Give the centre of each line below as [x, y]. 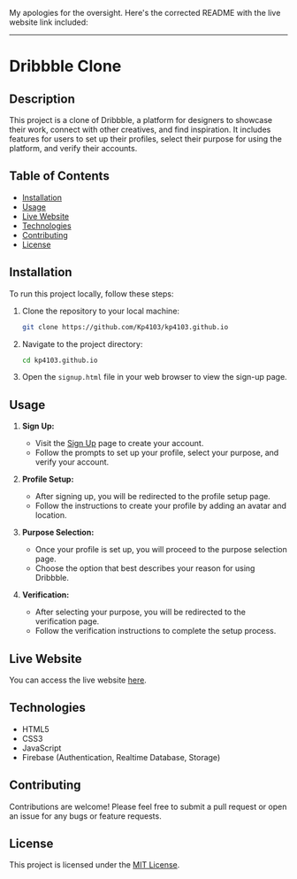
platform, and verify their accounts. [73, 148]
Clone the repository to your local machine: [100, 311]
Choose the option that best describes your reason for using [145, 568]
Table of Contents [60, 176]
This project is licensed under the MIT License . [95, 865]
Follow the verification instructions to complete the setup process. [156, 631]
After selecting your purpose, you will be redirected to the [140, 612]
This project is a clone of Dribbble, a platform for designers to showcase [141, 120]
